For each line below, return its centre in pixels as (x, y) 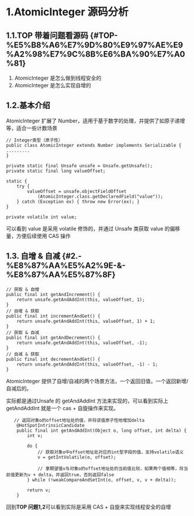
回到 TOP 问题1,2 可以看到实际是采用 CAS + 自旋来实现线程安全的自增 (89, 507)
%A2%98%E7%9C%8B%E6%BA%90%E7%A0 (96, 54)
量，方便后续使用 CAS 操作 (39, 236)
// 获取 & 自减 (23, 332)
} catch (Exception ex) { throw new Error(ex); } (78, 202)
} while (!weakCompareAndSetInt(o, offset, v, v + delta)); (102, 480)
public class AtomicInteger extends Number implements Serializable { (94, 145)
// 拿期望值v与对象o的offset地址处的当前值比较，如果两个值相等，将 (110, 469)
